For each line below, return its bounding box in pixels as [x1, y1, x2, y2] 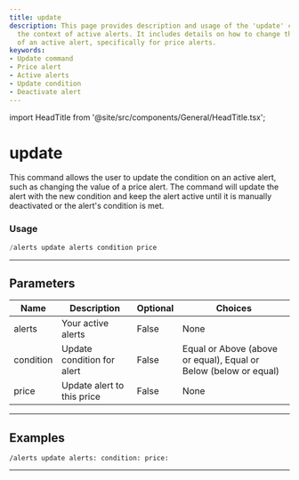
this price [61, 390, 101, 403]
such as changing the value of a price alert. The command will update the [9, 181, 279, 192]
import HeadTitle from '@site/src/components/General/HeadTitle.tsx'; [9, 112, 266, 123]
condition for [61, 354, 116, 366]
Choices [215, 302, 252, 315]
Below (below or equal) [182, 365, 280, 378]
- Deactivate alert [9, 87, 82, 96]
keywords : [9, 46, 46, 55]
